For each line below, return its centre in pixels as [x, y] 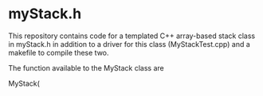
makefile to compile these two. [59, 52]
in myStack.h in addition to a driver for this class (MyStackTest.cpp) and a [130, 44]
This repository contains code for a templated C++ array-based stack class [132, 36]
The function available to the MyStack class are [86, 67]
